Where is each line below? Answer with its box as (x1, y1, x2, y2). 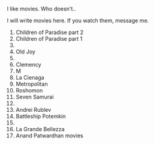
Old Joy (15, 48, 36, 55)
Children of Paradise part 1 (15, 35, 83, 42)
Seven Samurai (15, 94, 54, 100)
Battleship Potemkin (15, 112, 66, 120)
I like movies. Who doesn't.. (7, 5, 77, 12)
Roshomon (15, 87, 43, 94)
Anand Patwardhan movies (15, 132, 84, 139)
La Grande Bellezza (15, 126, 65, 132)
